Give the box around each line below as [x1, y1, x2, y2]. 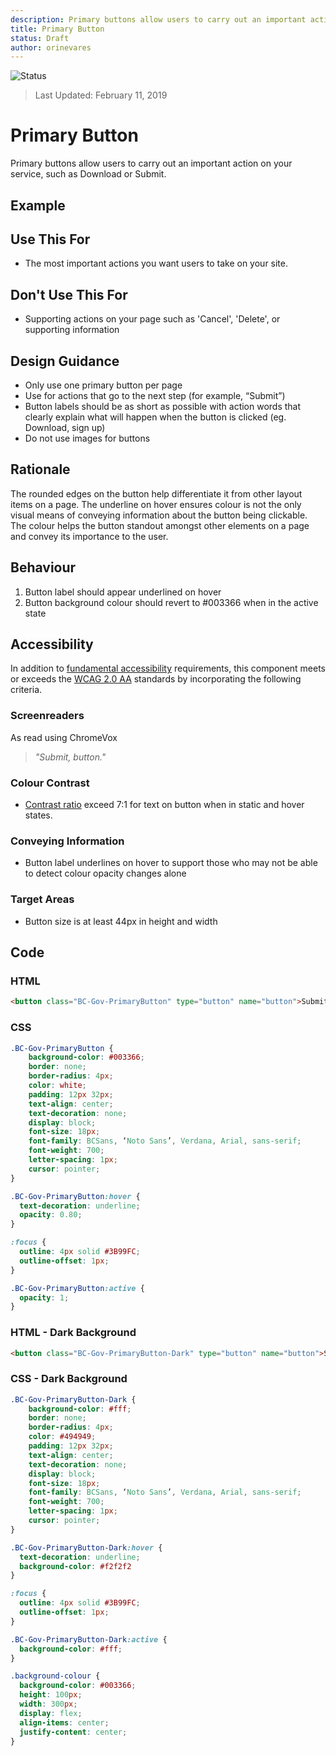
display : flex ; [19, 1708, 83, 1718]
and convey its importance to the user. [10, 530, 169, 542]
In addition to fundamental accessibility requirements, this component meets [10, 662, 327, 675]
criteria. [10, 684, 43, 696]
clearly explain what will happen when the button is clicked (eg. [24, 411, 287, 423]
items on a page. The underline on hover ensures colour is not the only [10, 498, 302, 510]
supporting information [24, 324, 120, 336]
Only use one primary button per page [24, 379, 183, 391]
